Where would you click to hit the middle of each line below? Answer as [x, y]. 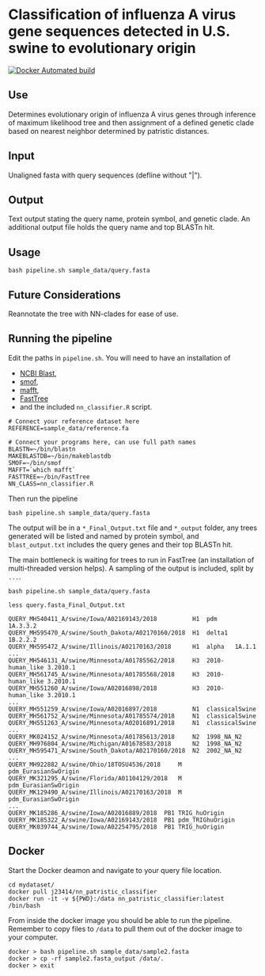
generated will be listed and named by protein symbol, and [104, 536]
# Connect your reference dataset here [74, 421]
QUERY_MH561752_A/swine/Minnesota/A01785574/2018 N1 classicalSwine [132, 716]
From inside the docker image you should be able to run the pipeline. [120, 920]
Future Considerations [64, 295]
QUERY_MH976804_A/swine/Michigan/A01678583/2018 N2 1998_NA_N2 [125, 743]
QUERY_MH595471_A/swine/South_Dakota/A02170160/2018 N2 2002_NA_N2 [125, 750]
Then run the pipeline [43, 498]
